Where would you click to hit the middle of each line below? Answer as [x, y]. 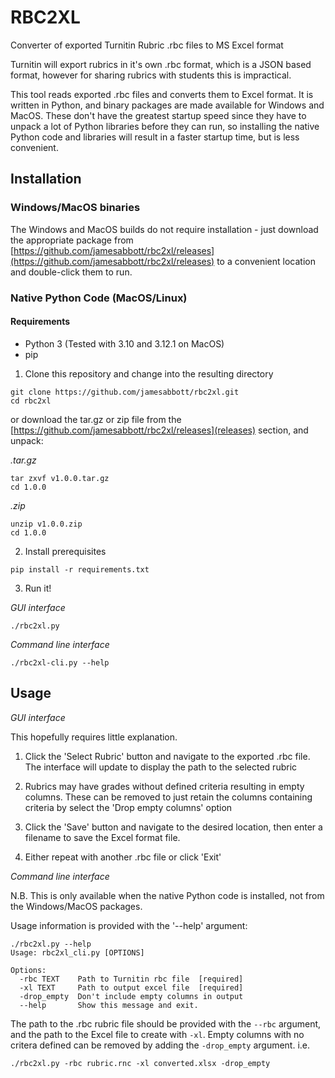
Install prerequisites [65, 551]
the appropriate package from [72, 240]
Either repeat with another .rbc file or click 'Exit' [123, 857]
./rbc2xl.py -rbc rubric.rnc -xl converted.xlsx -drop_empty [140, 1063]
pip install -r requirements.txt [80, 569]
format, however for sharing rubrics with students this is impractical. [151, 75]
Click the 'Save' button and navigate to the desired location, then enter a [173, 827]
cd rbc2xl [31, 401]
